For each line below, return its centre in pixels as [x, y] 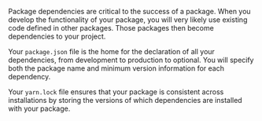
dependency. [30, 77]
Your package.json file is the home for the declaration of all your [111, 51]
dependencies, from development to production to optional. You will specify [131, 60]
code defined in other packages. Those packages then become [111, 28]
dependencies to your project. [57, 36]
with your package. [39, 108]
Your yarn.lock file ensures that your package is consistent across [116, 92]
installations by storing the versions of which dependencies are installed [125, 100]
